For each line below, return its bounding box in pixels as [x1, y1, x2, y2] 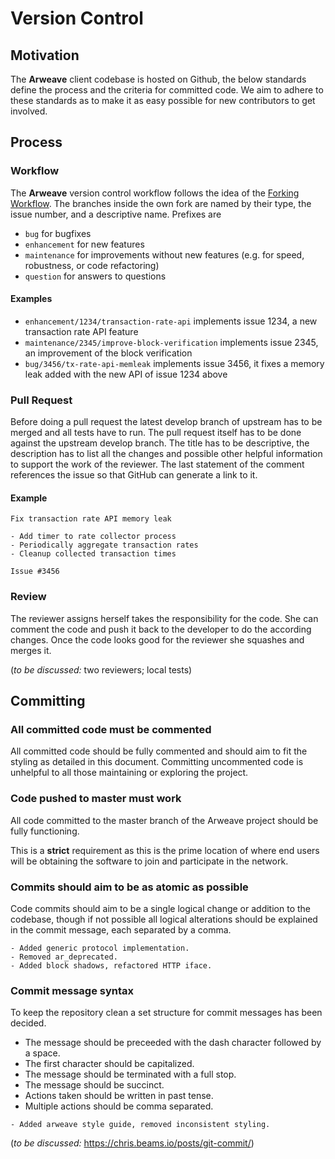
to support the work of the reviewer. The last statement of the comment [10, 458, 305, 471]
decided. [10, 1017, 47, 1029]
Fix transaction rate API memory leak [10, 514, 172, 524]
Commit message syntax [10, 983, 134, 997]
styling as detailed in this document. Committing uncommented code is [10, 756, 304, 768]
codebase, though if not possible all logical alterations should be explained [10, 913, 318, 925]
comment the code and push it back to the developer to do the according [10, 623, 312, 635]
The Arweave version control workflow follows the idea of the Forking [10, 187, 300, 199]
